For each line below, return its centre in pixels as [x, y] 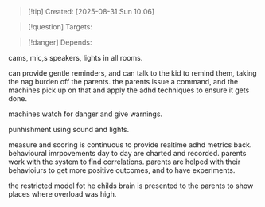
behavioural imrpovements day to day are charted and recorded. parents [127, 153]
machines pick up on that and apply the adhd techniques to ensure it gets [129, 90]
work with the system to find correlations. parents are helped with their [125, 162]
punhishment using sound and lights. [69, 129]
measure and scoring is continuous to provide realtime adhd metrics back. [130, 145]
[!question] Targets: [60, 27]
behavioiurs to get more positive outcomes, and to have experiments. [122, 170]
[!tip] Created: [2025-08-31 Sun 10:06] [91, 12]
